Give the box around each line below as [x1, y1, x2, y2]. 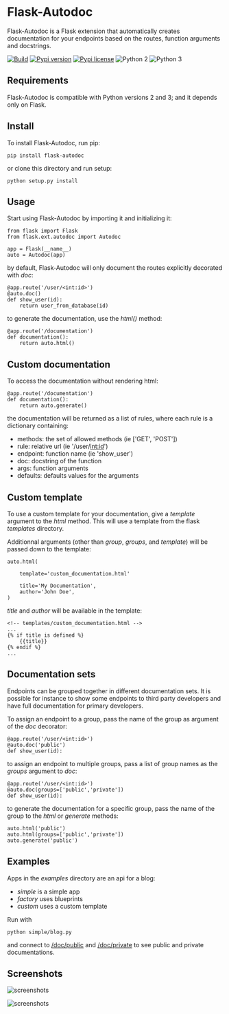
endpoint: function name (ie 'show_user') [16, 450, 134, 458]
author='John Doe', [19, 589, 75, 595]
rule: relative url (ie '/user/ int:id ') [16, 442, 108, 451]
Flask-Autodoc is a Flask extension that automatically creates [7, 27, 180, 35]
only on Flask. [7, 101, 47, 109]
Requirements [7, 75, 69, 87]
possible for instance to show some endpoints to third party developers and [7, 694, 221, 702]
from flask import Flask [7, 228, 78, 235]
